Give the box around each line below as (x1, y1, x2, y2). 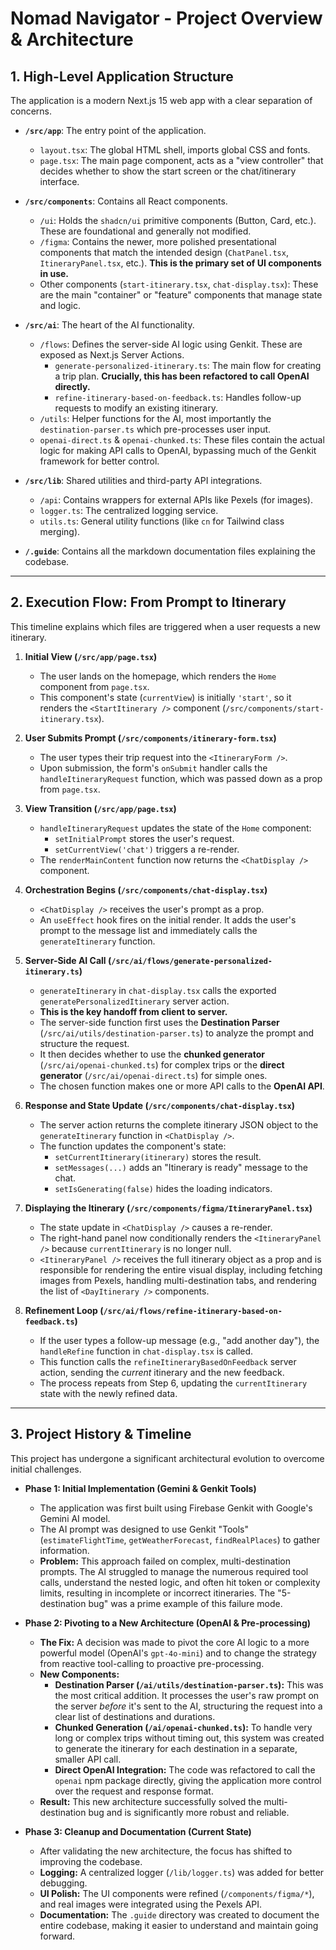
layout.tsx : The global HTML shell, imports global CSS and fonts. (39, 144, 311, 156)
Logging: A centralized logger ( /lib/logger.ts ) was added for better (39, 1866, 325, 1878)
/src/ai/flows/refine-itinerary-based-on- (103, 1306, 283, 1316)
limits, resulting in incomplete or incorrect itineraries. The (39, 1587, 276, 1599)
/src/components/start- (225, 703, 325, 714)
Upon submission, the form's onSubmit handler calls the (39, 762, 268, 774)
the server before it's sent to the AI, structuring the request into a (54, 1700, 323, 1712)
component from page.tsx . (39, 680, 150, 692)
